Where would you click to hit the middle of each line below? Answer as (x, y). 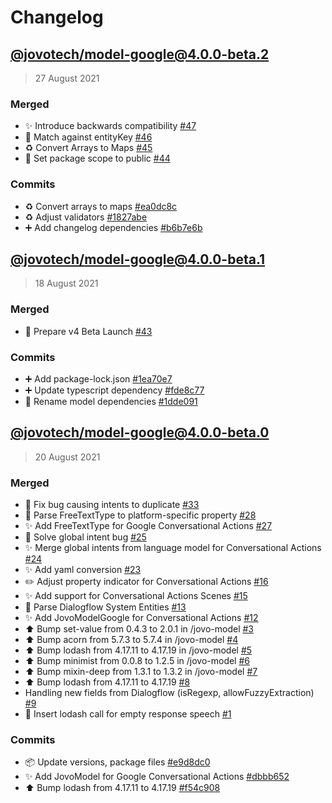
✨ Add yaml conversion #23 (83, 570)
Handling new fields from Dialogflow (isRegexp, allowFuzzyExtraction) (169, 693)
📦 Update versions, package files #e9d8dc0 (117, 762)
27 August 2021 (67, 78)
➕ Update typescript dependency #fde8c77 (114, 390)
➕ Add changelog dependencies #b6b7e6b (113, 227)
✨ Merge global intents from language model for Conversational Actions (173, 548)
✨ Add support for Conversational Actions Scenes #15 (136, 596)
